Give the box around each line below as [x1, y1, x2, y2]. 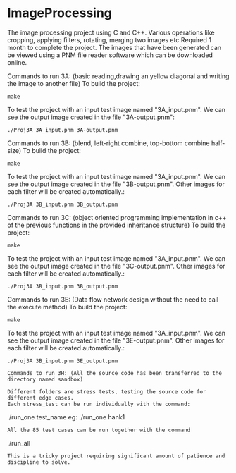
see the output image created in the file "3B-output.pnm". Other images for [7, 180, 225, 188]
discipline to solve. [7, 458, 71, 466]
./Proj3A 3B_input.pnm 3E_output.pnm [7, 357, 118, 364]
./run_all [7, 438, 30, 447]
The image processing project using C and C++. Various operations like [7, 28, 215, 37]
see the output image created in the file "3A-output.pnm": [7, 113, 175, 121]
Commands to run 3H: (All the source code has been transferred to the [7, 369, 222, 376]
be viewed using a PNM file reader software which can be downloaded [7, 51, 213, 59]
